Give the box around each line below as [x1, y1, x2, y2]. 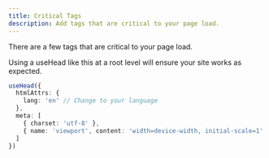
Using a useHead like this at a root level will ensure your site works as [8, 58, 242, 67]
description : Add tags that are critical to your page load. [8, 19, 220, 28]
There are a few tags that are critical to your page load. [8, 41, 193, 51]
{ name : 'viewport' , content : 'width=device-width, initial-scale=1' [23, 126, 264, 135]
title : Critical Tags [8, 11, 82, 20]
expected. [8, 66, 42, 75]
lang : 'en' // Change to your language [23, 96, 158, 105]
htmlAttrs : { [15, 89, 60, 97]
